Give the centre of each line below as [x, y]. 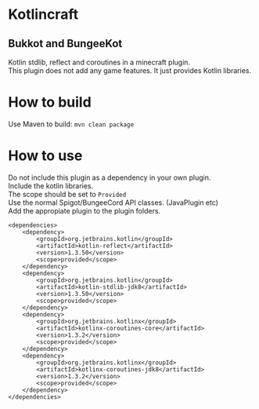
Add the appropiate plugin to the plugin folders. [85, 210]
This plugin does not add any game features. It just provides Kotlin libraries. [130, 71]
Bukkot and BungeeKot [65, 44]
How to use [45, 156]
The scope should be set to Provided [67, 194]
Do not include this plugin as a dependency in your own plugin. [110, 177]
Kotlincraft [43, 15]
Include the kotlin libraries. [51, 185]
